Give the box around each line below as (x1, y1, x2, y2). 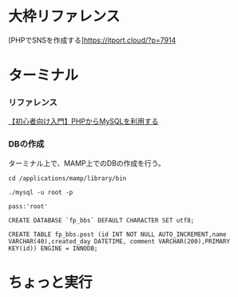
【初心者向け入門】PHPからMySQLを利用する (8, 117, 159, 126)
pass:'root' (8, 202, 48, 211)
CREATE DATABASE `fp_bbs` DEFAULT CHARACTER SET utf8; (8, 216, 195, 224)
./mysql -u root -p (8, 188, 73, 196)
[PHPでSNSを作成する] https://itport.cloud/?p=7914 (8, 35, 177, 45)
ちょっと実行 (8, 273, 93, 291)
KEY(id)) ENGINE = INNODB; (8, 244, 98, 252)
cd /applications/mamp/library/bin (8, 174, 127, 183)
